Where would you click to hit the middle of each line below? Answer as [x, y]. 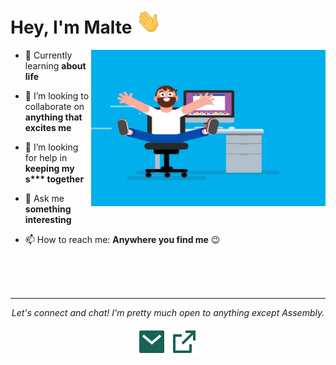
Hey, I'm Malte [71, 27]
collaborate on [54, 106]
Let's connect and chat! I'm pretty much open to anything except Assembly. [168, 312]
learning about [55, 65]
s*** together [54, 179]
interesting [48, 219]
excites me [48, 127]
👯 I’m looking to [57, 95]
